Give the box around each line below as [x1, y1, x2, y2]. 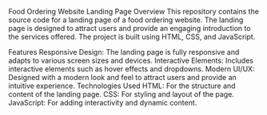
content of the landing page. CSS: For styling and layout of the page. [8, 90, 234, 98]
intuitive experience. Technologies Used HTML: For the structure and [8, 81, 236, 90]
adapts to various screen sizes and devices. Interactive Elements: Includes [8, 56, 254, 65]
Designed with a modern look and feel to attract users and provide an [8, 73, 237, 82]
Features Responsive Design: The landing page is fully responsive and [8, 48, 240, 56]
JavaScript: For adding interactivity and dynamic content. [8, 98, 197, 107]
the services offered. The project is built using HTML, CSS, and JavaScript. [8, 32, 256, 41]
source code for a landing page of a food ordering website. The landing [8, 15, 244, 25]
